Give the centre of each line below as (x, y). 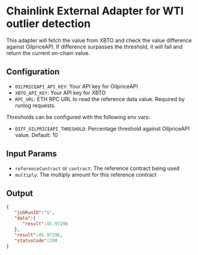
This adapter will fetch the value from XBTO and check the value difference (99, 40)
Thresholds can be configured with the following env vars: (78, 117)
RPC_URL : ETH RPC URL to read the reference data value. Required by (100, 99)
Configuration (33, 72)
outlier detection (49, 24)
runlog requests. (35, 105)
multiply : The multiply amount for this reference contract (86, 174)
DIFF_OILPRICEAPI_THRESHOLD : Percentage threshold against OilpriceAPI (102, 128)
